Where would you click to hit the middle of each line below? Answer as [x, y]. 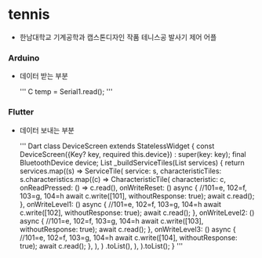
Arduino [24, 58]
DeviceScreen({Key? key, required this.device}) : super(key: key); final [133, 154]
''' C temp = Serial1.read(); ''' [66, 92]
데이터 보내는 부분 [47, 130]
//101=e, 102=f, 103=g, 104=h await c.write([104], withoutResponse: [128, 238]
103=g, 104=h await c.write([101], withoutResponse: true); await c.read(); [137, 196]
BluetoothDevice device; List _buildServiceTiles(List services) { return [132, 162]
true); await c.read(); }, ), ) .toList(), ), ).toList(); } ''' [101, 245]
